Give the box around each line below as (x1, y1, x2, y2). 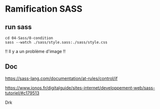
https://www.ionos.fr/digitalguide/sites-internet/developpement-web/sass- (5, 85, 155, 91)
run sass (5, 23, 32, 31)
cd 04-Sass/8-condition (5, 36, 53, 40)
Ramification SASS (5, 3, 83, 15)
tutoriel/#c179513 (5, 90, 40, 96)
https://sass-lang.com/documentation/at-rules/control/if (5, 75, 118, 81)
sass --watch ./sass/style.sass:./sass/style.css (5, 40, 108, 45)
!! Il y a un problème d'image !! (5, 49, 66, 54)
